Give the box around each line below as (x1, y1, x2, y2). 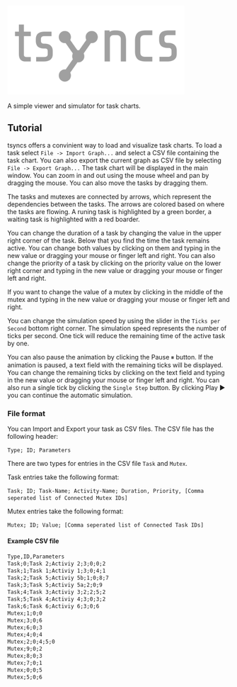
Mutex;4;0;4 (7, 631, 42, 639)
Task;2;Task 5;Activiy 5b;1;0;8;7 (7, 574, 110, 582)
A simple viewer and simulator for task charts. (7, 101, 141, 110)
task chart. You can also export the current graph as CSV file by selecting (7, 156, 221, 164)
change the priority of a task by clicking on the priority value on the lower (7, 259, 221, 267)
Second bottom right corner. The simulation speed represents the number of (7, 324, 227, 333)
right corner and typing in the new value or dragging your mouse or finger (7, 266, 223, 274)
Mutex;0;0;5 (7, 666, 42, 674)
